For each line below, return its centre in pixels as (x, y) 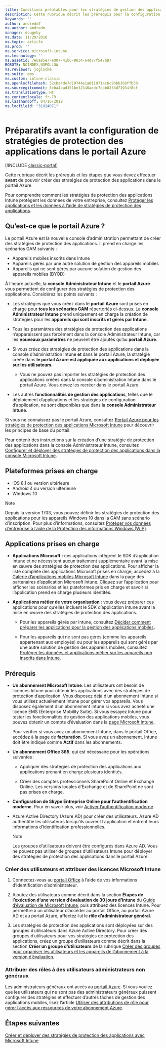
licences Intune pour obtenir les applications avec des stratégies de (81, 691)
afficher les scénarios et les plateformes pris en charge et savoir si (80, 587)
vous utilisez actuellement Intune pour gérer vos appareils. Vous (78, 701)
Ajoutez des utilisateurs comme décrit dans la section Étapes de (78, 895)
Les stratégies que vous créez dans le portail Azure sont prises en (80, 303)
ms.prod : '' (17, 46)
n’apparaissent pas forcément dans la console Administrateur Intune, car (86, 334)
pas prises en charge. (42, 792)
